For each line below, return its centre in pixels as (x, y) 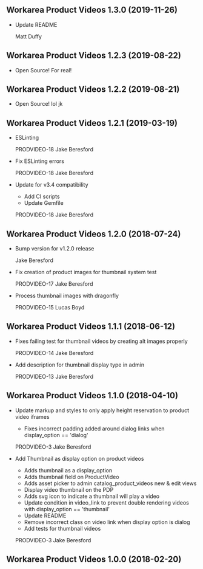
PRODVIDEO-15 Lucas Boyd (50, 308)
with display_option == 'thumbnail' (67, 509)
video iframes (32, 416)
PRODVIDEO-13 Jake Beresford (54, 376)
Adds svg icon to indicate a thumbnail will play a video (92, 496)
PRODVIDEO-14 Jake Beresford (54, 353)
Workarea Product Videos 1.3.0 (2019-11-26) (92, 10)
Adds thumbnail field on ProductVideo (72, 477)
